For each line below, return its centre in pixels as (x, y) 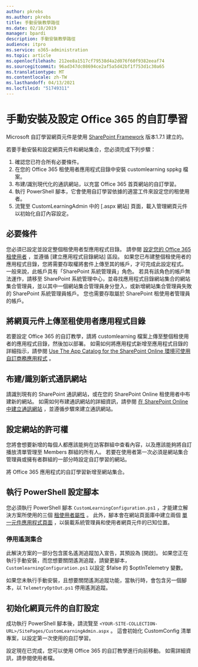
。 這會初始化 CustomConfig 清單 (151, 630)
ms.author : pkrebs (29, 17)
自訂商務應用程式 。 (30, 359)
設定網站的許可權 (37, 429)
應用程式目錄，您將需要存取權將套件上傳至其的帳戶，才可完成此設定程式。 (96, 264)
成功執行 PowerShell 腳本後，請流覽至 (52, 623)
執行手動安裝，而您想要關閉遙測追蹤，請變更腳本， (68, 560)
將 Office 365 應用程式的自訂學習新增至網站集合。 (67, 472)
